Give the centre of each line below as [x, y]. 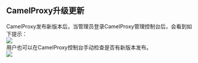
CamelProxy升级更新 [46, 11]
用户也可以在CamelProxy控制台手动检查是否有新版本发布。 [79, 47]
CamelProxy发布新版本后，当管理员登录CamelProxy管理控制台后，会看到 [97, 26]
